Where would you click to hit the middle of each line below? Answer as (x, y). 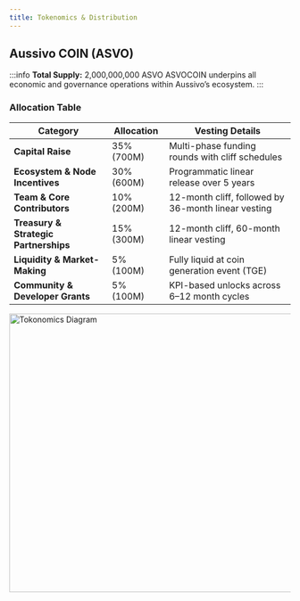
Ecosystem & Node (55, 171)
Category (58, 130)
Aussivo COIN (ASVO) (71, 54)
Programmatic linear (212, 171)
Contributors (42, 208)
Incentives (37, 182)
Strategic (34, 234)
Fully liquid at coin (207, 259)
